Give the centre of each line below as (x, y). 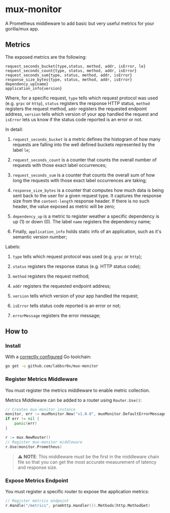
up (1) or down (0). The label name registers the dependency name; (82, 221)
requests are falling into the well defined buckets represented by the (84, 144)
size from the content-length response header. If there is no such (81, 201)
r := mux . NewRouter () (28, 437)
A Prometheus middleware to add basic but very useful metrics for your (80, 23)
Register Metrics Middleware (41, 379)
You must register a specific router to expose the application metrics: (77, 491)
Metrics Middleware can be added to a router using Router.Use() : (73, 400)
